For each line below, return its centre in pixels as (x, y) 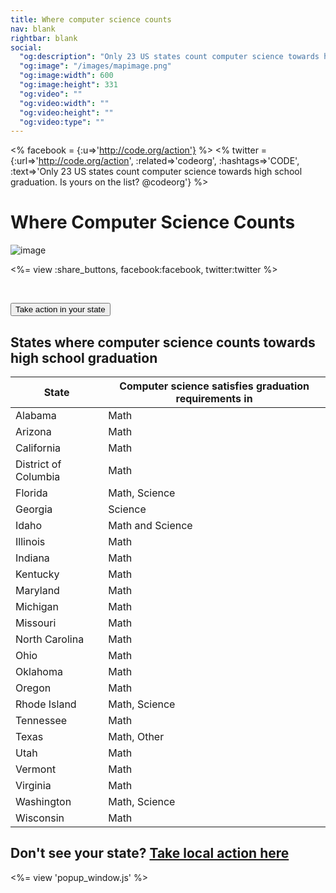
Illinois (30, 541)
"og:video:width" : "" (64, 103)
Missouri (36, 623)
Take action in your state (60, 309)
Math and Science (150, 525)
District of (38, 464)
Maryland (37, 590)
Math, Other (136, 736)
